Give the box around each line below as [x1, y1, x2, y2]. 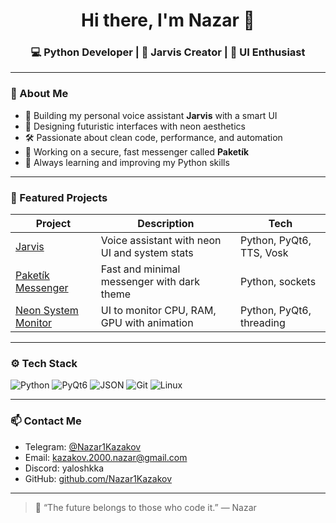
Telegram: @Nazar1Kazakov [24, 440, 142, 453]
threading [239, 316, 286, 330]
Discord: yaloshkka [24, 462, 104, 474]
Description [137, 217, 195, 231]
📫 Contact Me [10, 414, 82, 428]
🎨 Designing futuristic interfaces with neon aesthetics [24, 120, 246, 132]
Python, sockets [239, 275, 317, 289]
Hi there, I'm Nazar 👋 [81, 9, 255, 32]
